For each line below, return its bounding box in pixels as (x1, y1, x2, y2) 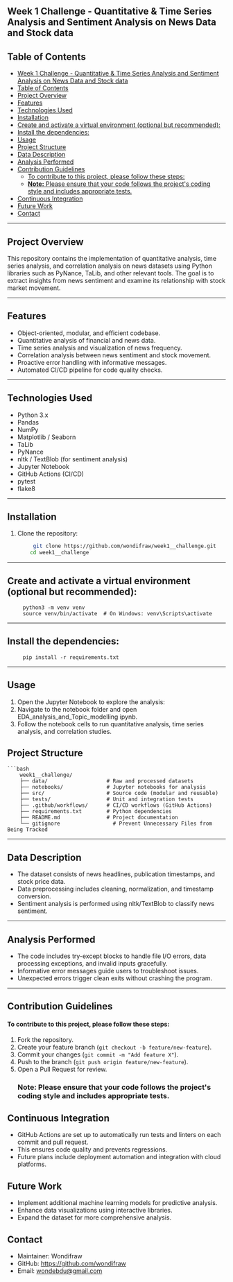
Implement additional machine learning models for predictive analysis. (17, 1199, 218, 1207)
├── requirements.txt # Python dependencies (19, 808, 172, 815)
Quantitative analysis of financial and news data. (17, 336, 156, 344)
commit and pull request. (17, 1138, 89, 1147)
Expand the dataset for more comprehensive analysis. (17, 1213, 172, 1222)
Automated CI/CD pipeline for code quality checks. (17, 366, 163, 374)
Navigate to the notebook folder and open (17, 705, 137, 713)
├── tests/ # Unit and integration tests (19, 796, 194, 803)
